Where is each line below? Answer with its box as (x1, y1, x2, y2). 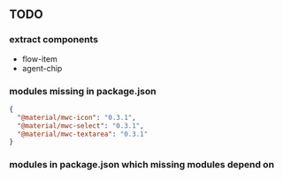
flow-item (21, 53, 57, 64)
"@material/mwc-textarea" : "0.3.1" (17, 130, 149, 138)
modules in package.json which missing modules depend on (9, 159, 275, 171)
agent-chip (21, 63, 63, 73)
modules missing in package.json (9, 85, 157, 97)
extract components (9, 34, 99, 46)
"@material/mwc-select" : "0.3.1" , (17, 121, 144, 131)
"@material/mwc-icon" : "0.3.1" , (17, 113, 137, 122)
